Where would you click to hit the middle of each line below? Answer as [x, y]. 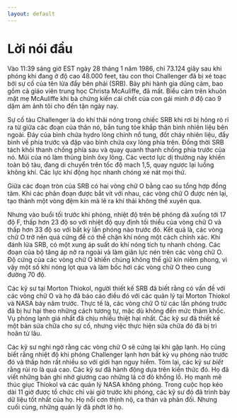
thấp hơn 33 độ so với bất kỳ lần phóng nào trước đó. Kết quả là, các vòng [115, 229]
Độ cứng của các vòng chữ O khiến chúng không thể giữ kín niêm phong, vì [117, 259]
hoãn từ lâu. [25, 333]
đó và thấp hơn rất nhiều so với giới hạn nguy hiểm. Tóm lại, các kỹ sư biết [115, 362]
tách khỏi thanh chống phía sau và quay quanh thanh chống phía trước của [116, 150]
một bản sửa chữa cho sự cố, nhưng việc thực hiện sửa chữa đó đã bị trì [112, 326]
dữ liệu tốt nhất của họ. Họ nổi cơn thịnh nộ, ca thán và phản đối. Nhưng [112, 399]
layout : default [31, 14]
